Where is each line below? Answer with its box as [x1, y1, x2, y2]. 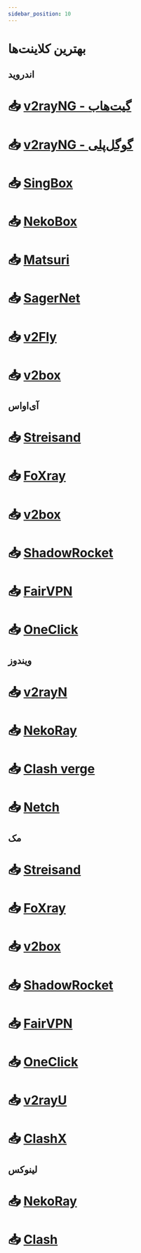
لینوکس [8, 1163, 38, 1175]
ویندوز [8, 654, 32, 666]
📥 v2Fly [8, 329, 57, 345]
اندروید [8, 68, 34, 81]
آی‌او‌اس [8, 400, 39, 412]
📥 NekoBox [8, 213, 78, 229]
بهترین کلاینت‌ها [8, 40, 86, 56]
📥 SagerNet [8, 291, 81, 307]
